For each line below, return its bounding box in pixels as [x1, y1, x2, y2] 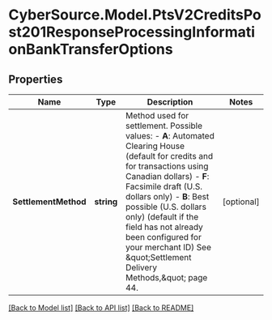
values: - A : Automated [125, 130, 215, 141]
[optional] [222, 196, 260, 207]
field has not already [125, 221, 204, 233]
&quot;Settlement [125, 252, 192, 262]
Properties [8, 72, 63, 86]
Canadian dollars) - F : [125, 171, 210, 181]
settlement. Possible [125, 120, 203, 131]
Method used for [125, 110, 189, 121]
